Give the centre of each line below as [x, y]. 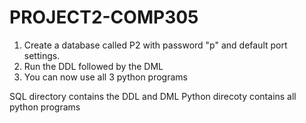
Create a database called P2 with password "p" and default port [155, 45]
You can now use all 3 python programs [105, 77]
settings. [42, 55]
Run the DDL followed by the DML [93, 66]
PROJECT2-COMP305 [104, 17]
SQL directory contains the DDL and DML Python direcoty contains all [153, 96]
